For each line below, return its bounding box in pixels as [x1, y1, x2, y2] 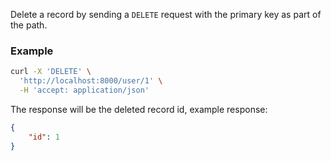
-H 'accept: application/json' [19, 85, 150, 96]
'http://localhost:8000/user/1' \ [19, 76, 163, 86]
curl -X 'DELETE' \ [10, 67, 92, 77]
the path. [10, 19, 48, 31]
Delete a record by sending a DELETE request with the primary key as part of [10, 9, 322, 20]
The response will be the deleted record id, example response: [10, 103, 268, 115]
